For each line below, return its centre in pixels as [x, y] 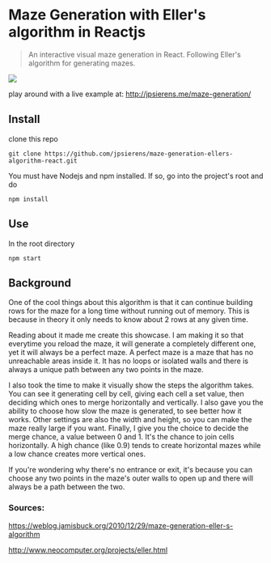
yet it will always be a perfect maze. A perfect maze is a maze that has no [131, 353]
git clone [25, 154]
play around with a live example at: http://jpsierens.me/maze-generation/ [130, 94]
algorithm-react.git [43, 161]
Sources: [27, 508]
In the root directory [42, 243]
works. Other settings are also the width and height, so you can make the [130, 420]
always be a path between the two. [67, 487]
